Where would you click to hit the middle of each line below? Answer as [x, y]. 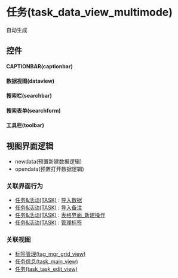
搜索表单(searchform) [33, 110]
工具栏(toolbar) [25, 125]
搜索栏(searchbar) [29, 96]
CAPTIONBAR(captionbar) [39, 66]
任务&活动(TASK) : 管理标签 [48, 223]
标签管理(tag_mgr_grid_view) [50, 254]
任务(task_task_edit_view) [46, 269]
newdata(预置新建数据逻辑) [48, 162]
